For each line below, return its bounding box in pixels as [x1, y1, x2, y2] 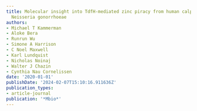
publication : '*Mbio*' [6, 96, 62, 102]
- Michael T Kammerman [6, 25, 62, 31]
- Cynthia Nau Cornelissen [6, 69, 72, 75]
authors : [6, 19, 28, 25]
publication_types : [6, 85, 54, 91]
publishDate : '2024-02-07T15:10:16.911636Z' [6, 80, 117, 86]
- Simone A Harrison [6, 42, 57, 48]
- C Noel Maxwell [6, 47, 49, 53]
